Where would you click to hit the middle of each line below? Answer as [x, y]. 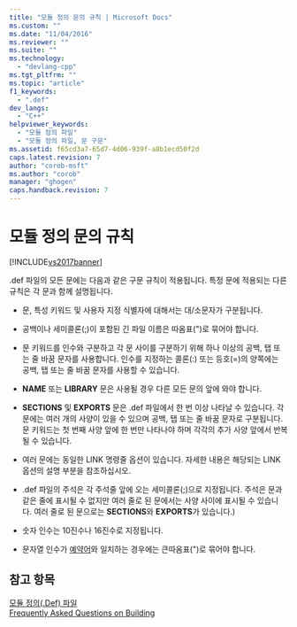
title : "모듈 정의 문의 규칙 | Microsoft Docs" [91, 17]
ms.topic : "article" [47, 83]
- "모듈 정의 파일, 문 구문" [62, 141]
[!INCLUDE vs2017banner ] [56, 261]
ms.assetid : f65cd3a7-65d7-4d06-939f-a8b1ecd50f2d [104, 149]
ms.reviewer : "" [39, 42]
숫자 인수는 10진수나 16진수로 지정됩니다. [92, 530]
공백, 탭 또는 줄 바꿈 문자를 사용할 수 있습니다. [101, 369]
